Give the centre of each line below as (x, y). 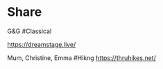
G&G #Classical (29, 31)
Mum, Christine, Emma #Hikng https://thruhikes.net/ (81, 58)
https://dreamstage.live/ (42, 44)
